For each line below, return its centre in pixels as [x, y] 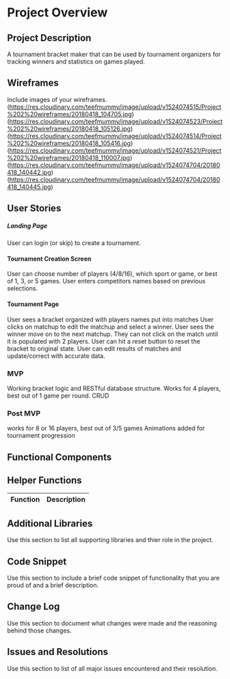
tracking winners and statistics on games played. [76, 62]
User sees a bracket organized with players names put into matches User [111, 319]
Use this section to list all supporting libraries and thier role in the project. [110, 540]
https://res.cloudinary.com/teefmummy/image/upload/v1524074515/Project [115, 107]
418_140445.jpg [29, 187]
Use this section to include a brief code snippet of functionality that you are [114, 578]
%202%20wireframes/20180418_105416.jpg [69, 143]
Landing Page [27, 226]
